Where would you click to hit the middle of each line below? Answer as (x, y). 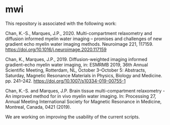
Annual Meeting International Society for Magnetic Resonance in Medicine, (83, 101)
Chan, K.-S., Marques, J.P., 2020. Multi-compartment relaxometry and (79, 33)
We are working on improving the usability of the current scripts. (73, 117)
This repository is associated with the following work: (61, 23)
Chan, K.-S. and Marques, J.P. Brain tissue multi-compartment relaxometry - (85, 90)
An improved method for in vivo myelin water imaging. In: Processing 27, (81, 96)
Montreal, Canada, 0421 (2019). (38, 107)
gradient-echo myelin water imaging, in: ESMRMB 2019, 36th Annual (77, 65)
